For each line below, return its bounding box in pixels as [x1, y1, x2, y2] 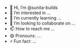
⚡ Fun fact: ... [9, 38, 36, 44]
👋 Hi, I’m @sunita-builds [9, 5, 58, 10]
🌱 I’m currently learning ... [9, 15, 62, 21]
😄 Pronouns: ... [9, 33, 41, 39]
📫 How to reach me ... [9, 26, 55, 31]
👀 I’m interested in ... [9, 10, 51, 16]
